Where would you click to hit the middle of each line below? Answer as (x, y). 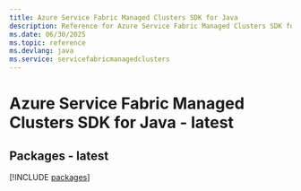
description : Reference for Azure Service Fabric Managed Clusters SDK (146, 26)
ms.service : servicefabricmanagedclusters (90, 59)
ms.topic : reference (48, 43)
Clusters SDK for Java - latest (122, 123)
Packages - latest (59, 156)
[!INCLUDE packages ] (50, 177)
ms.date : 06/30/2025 (48, 34)
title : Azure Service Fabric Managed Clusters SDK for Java (124, 17)
